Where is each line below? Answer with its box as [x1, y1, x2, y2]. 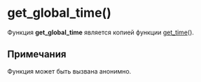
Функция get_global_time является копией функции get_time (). [7, 28, 195, 36]
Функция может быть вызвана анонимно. [7, 67, 132, 75]
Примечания [7, 48, 67, 60]
